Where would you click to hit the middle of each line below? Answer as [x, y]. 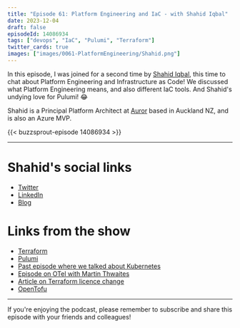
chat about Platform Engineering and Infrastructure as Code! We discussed [118, 81]
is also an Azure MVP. [40, 118]
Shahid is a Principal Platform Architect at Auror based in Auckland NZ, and [118, 111]
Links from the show [69, 231]
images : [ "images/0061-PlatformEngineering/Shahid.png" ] [94, 54]
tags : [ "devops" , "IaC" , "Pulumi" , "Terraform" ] [81, 41]
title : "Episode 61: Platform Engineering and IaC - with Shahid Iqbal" [118, 14]
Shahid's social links [70, 168]
